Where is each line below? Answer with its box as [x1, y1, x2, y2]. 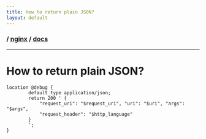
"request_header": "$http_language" [39, 111, 133, 117]
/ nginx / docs [6, 35, 48, 43]
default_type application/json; [28, 89, 112, 96]
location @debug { [6, 84, 53, 91]
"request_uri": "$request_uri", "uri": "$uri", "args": [39, 100, 185, 107]
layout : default [6, 15, 48, 21]
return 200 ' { [28, 95, 67, 101]
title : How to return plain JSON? [6, 9, 95, 15]
